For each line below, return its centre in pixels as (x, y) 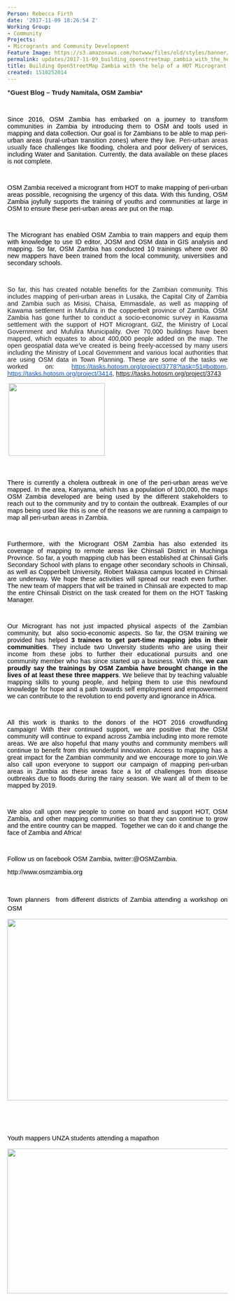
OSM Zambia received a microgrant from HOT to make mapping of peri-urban (117, 187)
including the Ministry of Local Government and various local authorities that (117, 352)
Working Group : (29, 27)
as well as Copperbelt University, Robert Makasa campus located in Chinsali (117, 572)
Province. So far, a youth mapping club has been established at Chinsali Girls (117, 558)
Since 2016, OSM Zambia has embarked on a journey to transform (117, 119)
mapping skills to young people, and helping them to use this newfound (117, 682)
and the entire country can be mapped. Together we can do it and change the (117, 826)
